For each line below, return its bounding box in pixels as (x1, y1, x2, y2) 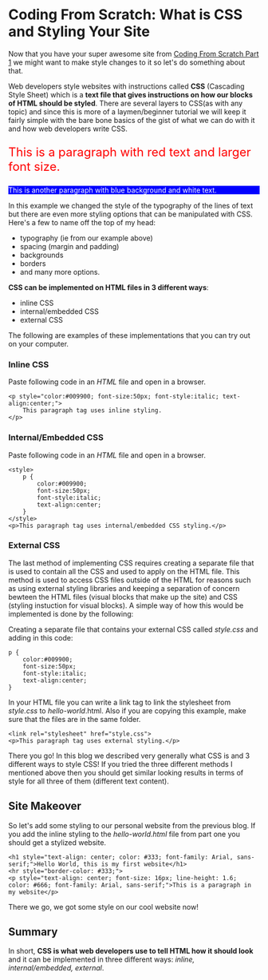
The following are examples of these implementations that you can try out (8, 330, 250, 340)
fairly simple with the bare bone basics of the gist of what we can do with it (8, 115, 255, 125)
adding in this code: (8, 633, 73, 642)
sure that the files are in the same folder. (8, 714, 141, 724)
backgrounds (19, 250, 64, 260)
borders (19, 258, 46, 268)
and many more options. (19, 267, 100, 276)
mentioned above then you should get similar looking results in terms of (8, 768, 244, 777)
